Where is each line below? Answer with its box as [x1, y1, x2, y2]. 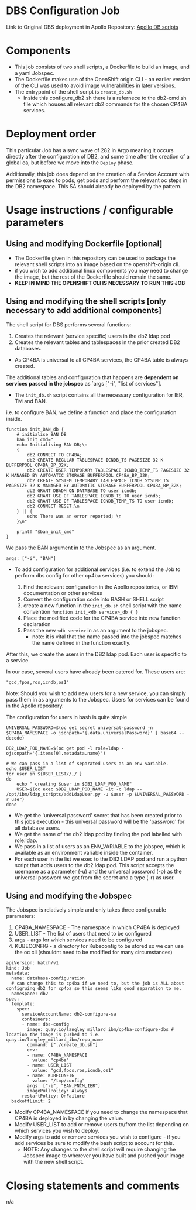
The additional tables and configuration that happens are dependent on [6, 373, 180, 381]
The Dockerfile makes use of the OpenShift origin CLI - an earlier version [14, 75, 191, 82]
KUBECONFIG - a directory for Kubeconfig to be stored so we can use [14, 943, 184, 950]
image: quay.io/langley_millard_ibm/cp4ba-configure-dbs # [27, 1027, 174, 1033]
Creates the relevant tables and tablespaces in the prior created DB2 [14, 338, 180, 346]
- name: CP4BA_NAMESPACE [27, 1052, 88, 1058]
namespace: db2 [11, 991, 49, 997]
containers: [21, 1016, 51, 1022]
